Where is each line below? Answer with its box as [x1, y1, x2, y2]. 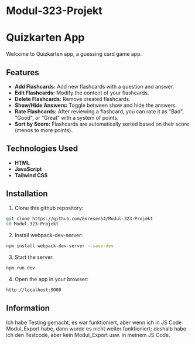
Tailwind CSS [14, 171, 48, 178]
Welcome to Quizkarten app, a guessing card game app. [6, 50, 142, 58]
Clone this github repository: [14, 204, 84, 211]
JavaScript [14, 166, 42, 173]
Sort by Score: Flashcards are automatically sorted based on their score [14, 120, 189, 127]
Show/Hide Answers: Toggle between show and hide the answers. [14, 102, 177, 109]
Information [6, 303, 50, 313]
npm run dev [6, 265, 35, 271]
